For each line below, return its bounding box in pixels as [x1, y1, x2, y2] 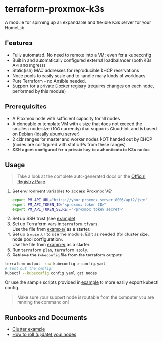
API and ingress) [12, 62, 46, 68]
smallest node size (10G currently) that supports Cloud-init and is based [12, 126, 157, 131]
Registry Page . [17, 179, 47, 185]
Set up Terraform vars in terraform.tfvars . [12, 221, 99, 227]
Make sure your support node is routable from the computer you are [17, 294, 154, 300]
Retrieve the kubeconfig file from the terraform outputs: [12, 252, 123, 257]
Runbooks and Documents [5, 314, 87, 322]
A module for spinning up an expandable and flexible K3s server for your [5, 20, 151, 25]
